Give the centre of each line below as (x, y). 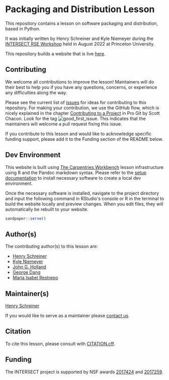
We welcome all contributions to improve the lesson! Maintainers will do (80, 81)
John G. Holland (29, 267)
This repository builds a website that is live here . (55, 54)
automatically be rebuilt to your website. (47, 209)
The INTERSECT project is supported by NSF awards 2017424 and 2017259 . (84, 372)
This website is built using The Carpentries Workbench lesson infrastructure (84, 167)
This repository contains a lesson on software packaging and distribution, (82, 23)
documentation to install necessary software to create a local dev (73, 178)
